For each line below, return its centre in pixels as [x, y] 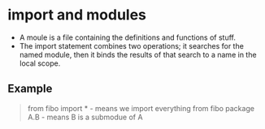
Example [30, 89]
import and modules [77, 15]
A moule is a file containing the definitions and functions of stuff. [128, 37]
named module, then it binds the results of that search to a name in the [138, 54]
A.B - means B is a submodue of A [85, 117]
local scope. [40, 63]
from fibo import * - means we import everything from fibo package [141, 108]
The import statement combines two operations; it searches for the [132, 45]
